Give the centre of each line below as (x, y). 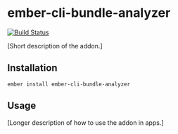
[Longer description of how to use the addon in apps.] (85, 122)
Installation (32, 68)
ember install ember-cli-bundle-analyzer (69, 84)
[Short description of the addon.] (55, 46)
